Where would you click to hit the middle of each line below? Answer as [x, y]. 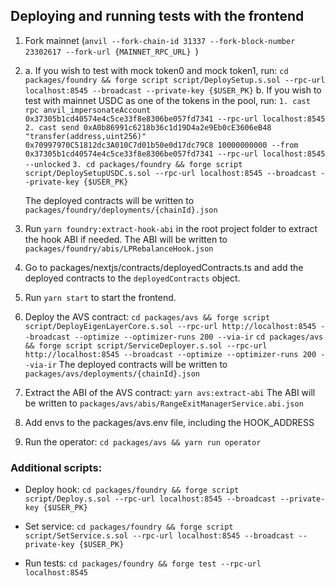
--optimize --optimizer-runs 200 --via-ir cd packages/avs [199, 337]
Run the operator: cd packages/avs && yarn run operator [143, 441]
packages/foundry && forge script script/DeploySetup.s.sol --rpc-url [175, 80]
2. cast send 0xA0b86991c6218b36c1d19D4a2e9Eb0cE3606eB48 [148, 127]
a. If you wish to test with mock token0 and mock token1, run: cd [156, 70]
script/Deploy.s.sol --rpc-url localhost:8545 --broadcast [150, 499]
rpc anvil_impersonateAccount [88, 110]
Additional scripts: [56, 467]
